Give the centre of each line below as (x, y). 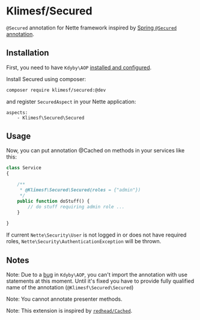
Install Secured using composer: (46, 79)
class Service (24, 168)
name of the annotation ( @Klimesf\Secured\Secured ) (70, 287)
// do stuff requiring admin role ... (76, 207)
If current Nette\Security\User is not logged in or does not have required (96, 235)
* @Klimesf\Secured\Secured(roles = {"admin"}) (80, 190)
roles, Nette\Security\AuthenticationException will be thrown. (84, 241)
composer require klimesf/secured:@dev (56, 90)
